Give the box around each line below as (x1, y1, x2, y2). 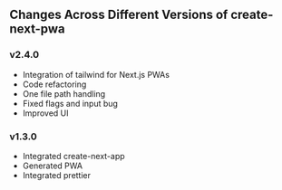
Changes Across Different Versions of (9, 7, 229, 23)
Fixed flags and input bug (22, 98, 118, 109)
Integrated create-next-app (22, 150, 125, 161)
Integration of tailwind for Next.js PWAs (22, 69, 170, 80)
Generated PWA (22, 160, 83, 171)
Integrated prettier (22, 169, 92, 180)
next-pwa (9, 22, 65, 37)
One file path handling (22, 88, 106, 99)
